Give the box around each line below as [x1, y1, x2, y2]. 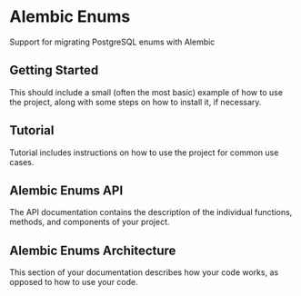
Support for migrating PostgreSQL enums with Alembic [9, 36, 216, 47]
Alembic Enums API [9, 183, 124, 198]
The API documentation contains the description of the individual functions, [9, 207, 293, 218]
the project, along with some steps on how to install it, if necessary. [9, 96, 262, 107]
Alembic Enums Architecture [9, 242, 176, 258]
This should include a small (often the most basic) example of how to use [9, 86, 284, 97]
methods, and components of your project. [9, 216, 170, 228]
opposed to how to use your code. [9, 277, 138, 288]
